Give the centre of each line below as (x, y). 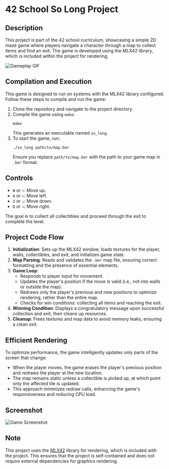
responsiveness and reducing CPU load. (54, 394)
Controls (19, 178)
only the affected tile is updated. (46, 384)
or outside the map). (41, 287)
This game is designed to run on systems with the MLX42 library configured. (85, 94)
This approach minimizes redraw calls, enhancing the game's (76, 389)
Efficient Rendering (36, 340)
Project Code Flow (35, 237)
